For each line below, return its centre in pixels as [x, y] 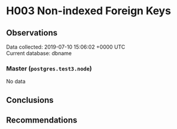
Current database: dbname [39, 53]
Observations [32, 33]
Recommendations [42, 120]
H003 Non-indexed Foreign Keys [89, 11]
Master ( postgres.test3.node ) [49, 68]
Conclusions [30, 100]
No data [16, 82]
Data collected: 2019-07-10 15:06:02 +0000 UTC [66, 47]
